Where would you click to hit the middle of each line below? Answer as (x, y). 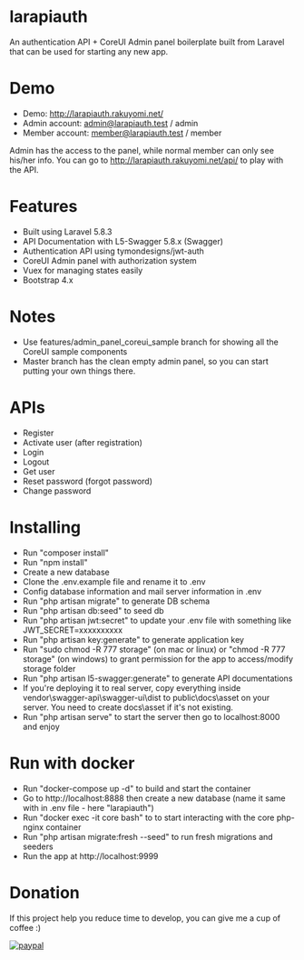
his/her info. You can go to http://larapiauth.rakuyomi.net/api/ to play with (147, 160)
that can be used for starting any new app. (89, 51)
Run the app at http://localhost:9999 (90, 855)
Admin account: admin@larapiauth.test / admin (110, 123)
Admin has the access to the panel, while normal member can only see (142, 150)
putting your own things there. (79, 371)
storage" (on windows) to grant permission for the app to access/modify (157, 659)
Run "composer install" (65, 553)
